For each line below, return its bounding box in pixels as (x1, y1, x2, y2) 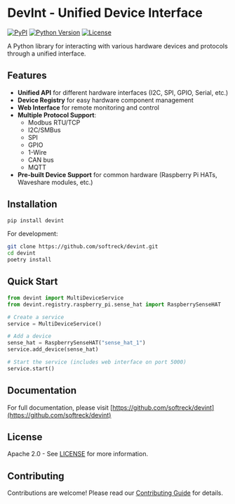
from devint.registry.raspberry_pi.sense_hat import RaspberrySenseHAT (7, 301, 221, 308)
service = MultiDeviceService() (7, 320, 102, 328)
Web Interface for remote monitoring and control (17, 103, 160, 112)
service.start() (7, 365, 55, 372)
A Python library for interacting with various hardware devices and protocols (7, 41, 228, 50)
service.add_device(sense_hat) (7, 346, 99, 353)
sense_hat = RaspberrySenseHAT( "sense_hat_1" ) (7, 340, 146, 347)
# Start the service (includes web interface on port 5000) (7, 358, 187, 366)
